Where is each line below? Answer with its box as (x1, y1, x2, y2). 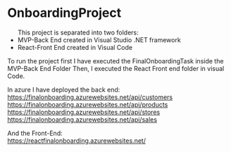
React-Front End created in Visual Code (17, 43, 132, 51)
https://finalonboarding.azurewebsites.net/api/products (7, 100, 168, 108)
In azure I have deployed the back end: (7, 85, 120, 94)
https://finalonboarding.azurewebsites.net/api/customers (7, 93, 173, 101)
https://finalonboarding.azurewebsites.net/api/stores (7, 108, 161, 116)
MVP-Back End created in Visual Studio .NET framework (17, 35, 181, 44)
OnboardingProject (7, 5, 122, 21)
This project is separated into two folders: (17, 28, 139, 37)
